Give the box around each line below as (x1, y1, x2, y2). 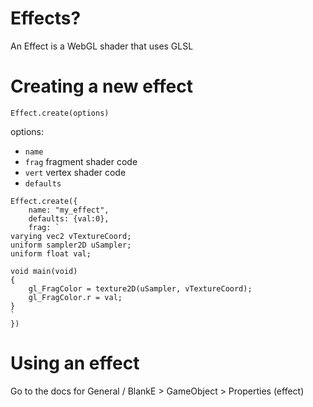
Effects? (10, 7, 82, 30)
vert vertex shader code (24, 166, 127, 178)
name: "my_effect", (28, 205, 110, 215)
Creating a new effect (10, 75, 193, 98)
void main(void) (10, 266, 78, 276)
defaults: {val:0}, (28, 213, 110, 224)
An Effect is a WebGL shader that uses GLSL (10, 40, 194, 52)
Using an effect (10, 352, 140, 375)
